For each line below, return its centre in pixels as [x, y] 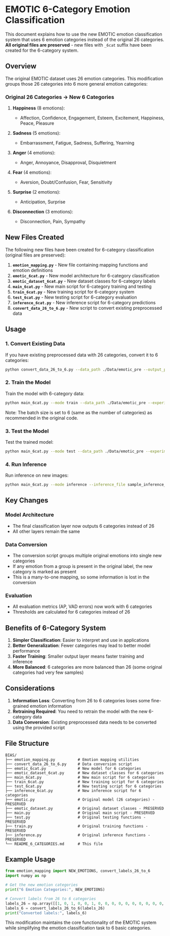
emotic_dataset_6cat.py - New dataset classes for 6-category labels [84, 281]
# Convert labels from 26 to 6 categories [51, 898]
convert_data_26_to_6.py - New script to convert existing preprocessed [87, 308]
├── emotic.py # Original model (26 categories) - [80, 800]
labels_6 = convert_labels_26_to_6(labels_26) [55, 908]
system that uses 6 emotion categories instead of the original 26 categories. [85, 40]
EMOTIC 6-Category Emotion [68, 9]
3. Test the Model [27, 431]
